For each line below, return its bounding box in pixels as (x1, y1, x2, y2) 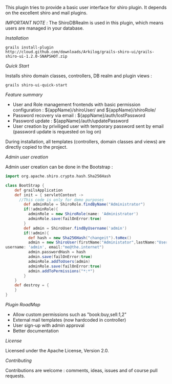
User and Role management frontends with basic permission (12, 102, 141, 107)
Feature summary (5, 92, 43, 98)
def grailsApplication (14, 188, 63, 193)
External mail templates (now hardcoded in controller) (12, 317, 126, 323)
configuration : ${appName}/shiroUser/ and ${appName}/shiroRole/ (12, 107, 156, 113)
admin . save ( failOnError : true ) (28, 254, 93, 259)
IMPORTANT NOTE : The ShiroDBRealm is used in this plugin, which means (5, 20, 164, 26)
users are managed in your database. (5, 25, 84, 31)
